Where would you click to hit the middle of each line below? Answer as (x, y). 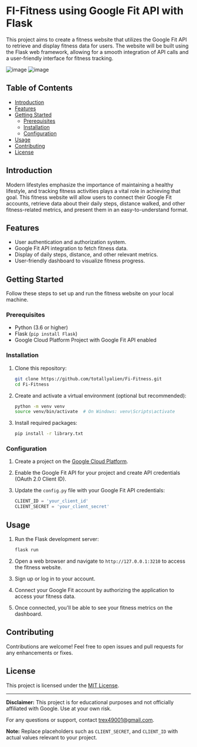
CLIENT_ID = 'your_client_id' (52, 501)
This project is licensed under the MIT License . (63, 685)
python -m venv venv (40, 406)
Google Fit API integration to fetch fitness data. (71, 248)
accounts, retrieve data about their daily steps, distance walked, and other (96, 203)
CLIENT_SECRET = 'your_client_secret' (62, 507)
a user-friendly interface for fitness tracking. (60, 58)
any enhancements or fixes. (40, 653)
